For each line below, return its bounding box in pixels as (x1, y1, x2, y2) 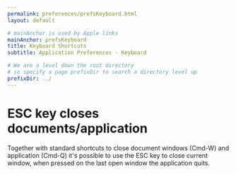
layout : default (7, 17, 55, 24)
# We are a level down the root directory (7, 62, 134, 69)
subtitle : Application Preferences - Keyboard (7, 49, 147, 56)
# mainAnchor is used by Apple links (7, 30, 119, 37)
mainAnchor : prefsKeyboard (7, 36, 87, 43)
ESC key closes (7, 105, 100, 121)
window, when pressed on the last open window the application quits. (7, 159, 211, 167)
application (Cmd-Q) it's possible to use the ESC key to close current (7, 151, 208, 159)
